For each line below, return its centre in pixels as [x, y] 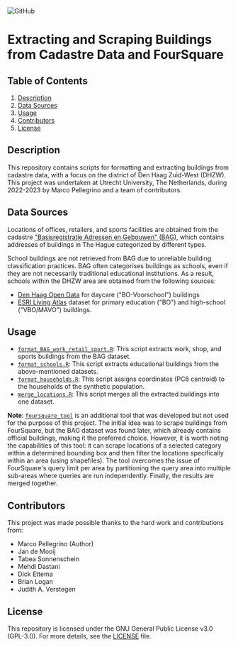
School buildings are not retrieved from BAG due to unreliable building [109, 258]
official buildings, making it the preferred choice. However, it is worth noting [118, 438]
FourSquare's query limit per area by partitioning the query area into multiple [119, 468]
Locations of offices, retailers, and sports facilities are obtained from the [113, 229]
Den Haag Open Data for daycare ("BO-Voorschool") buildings [108, 294]
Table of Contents [48, 81]
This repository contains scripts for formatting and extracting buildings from [118, 167]
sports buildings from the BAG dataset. [74, 356]
